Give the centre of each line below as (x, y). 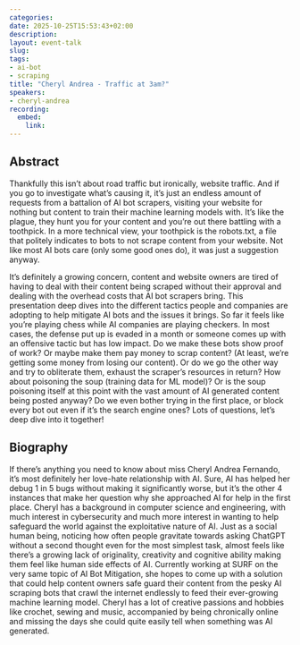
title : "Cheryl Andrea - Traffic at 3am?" (89, 84)
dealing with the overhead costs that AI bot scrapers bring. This (126, 295)
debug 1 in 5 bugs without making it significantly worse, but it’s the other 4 (146, 488)
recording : (29, 109)
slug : (19, 51)
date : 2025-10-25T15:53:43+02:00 (71, 26)
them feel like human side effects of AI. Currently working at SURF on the (144, 564)
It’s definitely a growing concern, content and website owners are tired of (144, 276)
